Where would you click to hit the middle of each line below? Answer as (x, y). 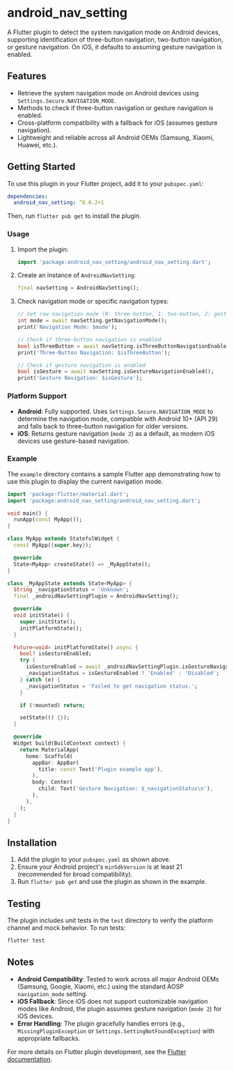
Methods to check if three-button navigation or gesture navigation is (115, 108)
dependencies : (28, 196)
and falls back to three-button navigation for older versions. (103, 426)
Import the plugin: (43, 249)
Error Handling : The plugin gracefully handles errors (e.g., (101, 1023)
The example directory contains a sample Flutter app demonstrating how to (114, 474)
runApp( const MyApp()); (48, 520)
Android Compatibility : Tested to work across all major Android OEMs (118, 979)
